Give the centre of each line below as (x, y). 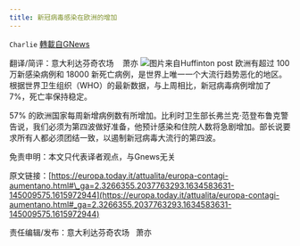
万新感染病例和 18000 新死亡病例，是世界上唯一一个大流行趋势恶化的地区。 (148, 74)
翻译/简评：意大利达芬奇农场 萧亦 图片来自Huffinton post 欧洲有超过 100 (150, 62)
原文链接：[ (30, 176)
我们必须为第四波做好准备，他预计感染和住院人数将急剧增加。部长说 (158, 127)
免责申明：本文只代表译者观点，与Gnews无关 (92, 156)
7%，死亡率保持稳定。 (50, 96)
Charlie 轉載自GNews (50, 44)
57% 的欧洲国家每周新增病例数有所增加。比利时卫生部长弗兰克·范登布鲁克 (145, 115)
